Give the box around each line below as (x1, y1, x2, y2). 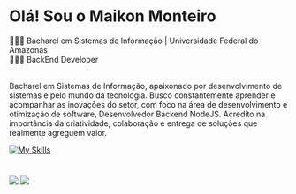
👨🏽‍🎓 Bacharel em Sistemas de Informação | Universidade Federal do (9, 35, 259, 46)
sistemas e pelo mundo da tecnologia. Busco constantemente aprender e (9, 90, 276, 101)
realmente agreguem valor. (9, 127, 108, 138)
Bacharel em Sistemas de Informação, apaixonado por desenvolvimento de (9, 80, 283, 91)
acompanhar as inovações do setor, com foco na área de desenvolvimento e (9, 99, 288, 109)
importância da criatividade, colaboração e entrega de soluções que (9, 117, 258, 129)
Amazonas (9, 44, 49, 55)
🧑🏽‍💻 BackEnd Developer (9, 54, 99, 64)
